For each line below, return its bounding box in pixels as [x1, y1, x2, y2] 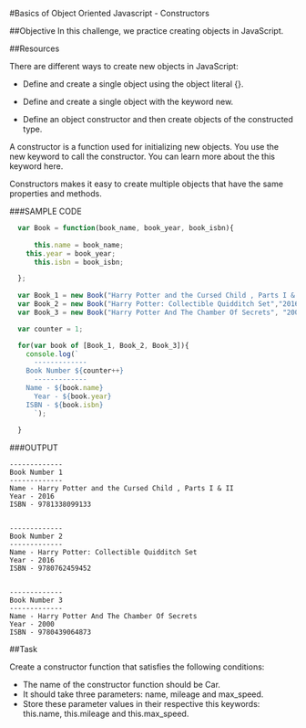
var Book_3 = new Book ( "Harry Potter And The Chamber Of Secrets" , [17, 308, 280, 317]
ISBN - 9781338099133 [9, 500, 92, 510]
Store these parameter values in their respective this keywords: [22, 699, 260, 710]
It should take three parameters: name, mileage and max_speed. [22, 689, 264, 700]
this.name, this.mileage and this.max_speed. [22, 708, 189, 720]
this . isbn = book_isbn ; [33, 258, 125, 267]
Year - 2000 [9, 620, 55, 629]
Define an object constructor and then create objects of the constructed [22, 114, 294, 124]
